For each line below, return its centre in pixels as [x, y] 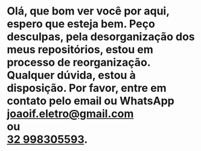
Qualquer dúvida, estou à [72, 75]
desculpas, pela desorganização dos [101, 37]
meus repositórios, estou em [80, 50]
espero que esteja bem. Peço [81, 24]
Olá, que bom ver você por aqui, [88, 11]
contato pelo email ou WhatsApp [91, 101]
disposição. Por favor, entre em [87, 88]
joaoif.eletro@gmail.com [70, 114]
